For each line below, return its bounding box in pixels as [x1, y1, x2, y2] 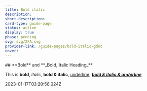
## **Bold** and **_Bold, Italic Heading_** [5, 62, 93, 68]
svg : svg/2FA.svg [5, 39, 41, 44]
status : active [5, 26, 37, 30]
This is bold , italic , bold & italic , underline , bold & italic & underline [5, 71, 142, 77]
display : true [5, 30, 35, 35]
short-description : [5, 16, 45, 21]
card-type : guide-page [5, 21, 52, 26]
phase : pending [5, 35, 37, 40]
